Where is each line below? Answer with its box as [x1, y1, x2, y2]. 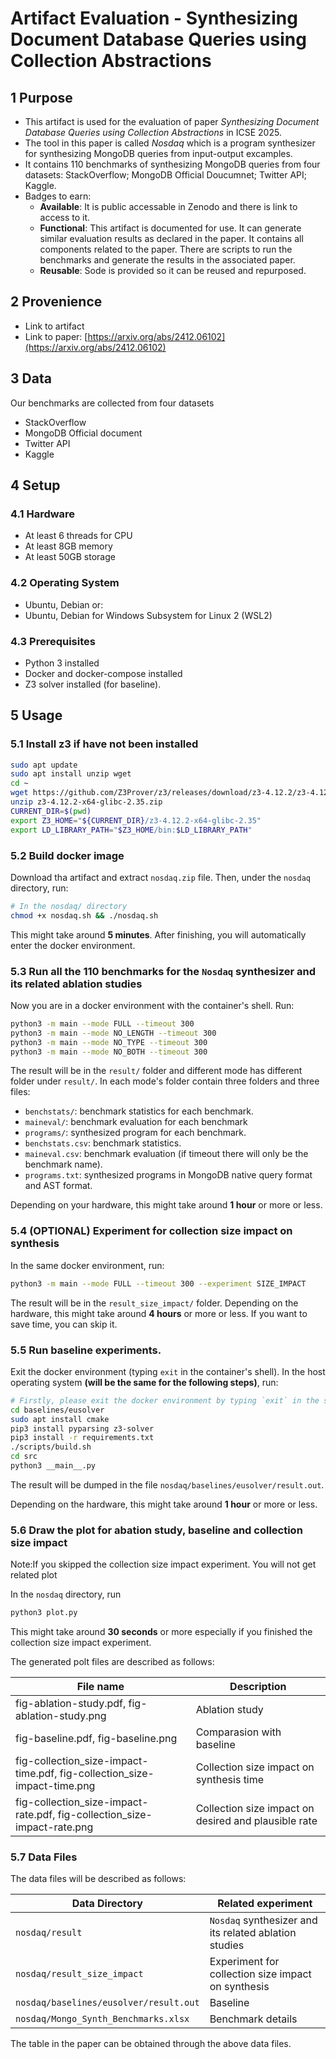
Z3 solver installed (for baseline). [24, 678, 162, 690]
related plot [10, 1569, 58, 1581]
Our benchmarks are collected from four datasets [10, 397, 215, 409]
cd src [10, 1452, 38, 1462]
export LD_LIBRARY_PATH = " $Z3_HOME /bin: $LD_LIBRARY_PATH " [10, 825, 253, 835]
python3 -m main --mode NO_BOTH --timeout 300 [10, 1047, 208, 1057]
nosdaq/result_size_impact [15, 1968, 144, 1980]
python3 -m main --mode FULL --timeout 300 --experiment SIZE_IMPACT [10, 1278, 307, 1289]
